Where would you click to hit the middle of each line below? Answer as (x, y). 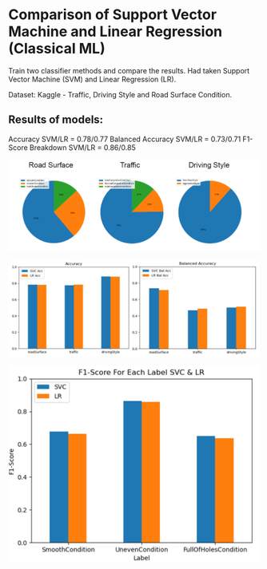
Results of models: (56, 120)
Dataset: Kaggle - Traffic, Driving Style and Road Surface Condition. (120, 94)
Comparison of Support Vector (113, 15)
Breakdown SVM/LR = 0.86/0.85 (82, 147)
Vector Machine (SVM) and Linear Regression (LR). (92, 79)
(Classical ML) (57, 49)
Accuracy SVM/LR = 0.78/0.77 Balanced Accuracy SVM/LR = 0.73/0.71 (125, 139)
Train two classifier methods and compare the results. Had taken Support (129, 70)
